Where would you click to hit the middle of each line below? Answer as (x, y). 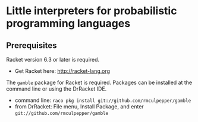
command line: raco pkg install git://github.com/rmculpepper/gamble (103, 100)
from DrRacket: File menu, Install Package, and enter (79, 107)
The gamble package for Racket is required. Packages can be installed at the (99, 82)
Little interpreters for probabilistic (92, 11)
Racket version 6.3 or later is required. (53, 60)
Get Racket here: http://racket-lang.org (62, 71)
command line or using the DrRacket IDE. (56, 89)
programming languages (68, 23)
